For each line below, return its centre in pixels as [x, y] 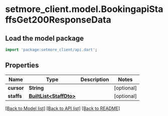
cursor [16, 87]
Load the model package [45, 38]
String [36, 87]
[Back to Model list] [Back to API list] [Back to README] [63, 108]
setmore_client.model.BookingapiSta [84, 9]
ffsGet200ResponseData [58, 20]
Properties [22, 65]
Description [95, 79]
